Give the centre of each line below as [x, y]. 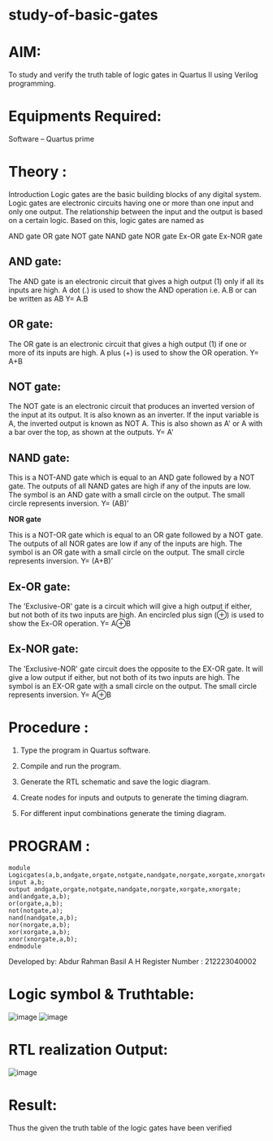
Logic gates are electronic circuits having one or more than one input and [131, 203]
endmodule [25, 946]
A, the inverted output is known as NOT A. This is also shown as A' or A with [136, 423]
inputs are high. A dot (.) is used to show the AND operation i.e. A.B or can [133, 290]
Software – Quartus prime [52, 139]
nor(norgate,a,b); [39, 925]
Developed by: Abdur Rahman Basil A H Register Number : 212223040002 [133, 961]
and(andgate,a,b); [39, 896]
